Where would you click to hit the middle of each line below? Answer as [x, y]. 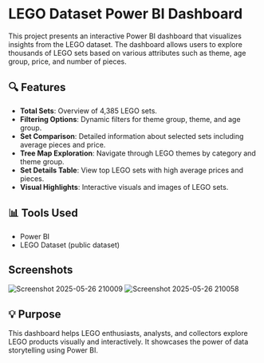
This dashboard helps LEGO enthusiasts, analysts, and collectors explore [128, 333]
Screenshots [41, 269]
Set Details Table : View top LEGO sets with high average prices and [131, 170]
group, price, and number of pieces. [67, 61]
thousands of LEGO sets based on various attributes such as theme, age [127, 53]
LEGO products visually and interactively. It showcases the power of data [128, 342]
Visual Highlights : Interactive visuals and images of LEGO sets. [124, 187]
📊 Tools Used [43, 213]
